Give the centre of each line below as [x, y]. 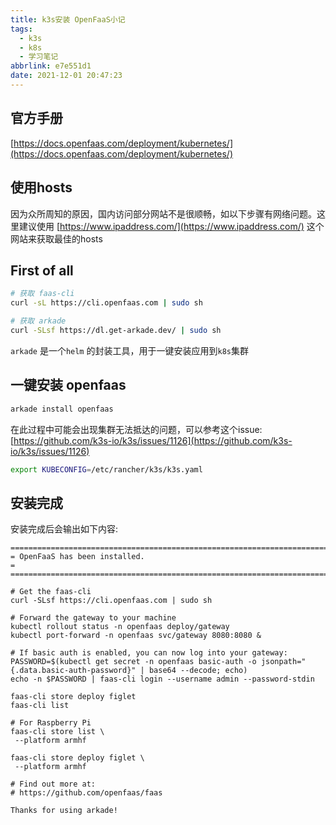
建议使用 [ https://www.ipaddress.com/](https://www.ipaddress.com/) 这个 [171, 226]
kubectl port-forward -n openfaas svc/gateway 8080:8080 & [136, 636]
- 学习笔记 [39, 57]
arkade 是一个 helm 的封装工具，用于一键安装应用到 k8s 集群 [129, 350]
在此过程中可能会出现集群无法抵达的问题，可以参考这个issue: [136, 429]
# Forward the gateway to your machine [93, 618]
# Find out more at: [53, 784]
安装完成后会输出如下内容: [64, 529]
